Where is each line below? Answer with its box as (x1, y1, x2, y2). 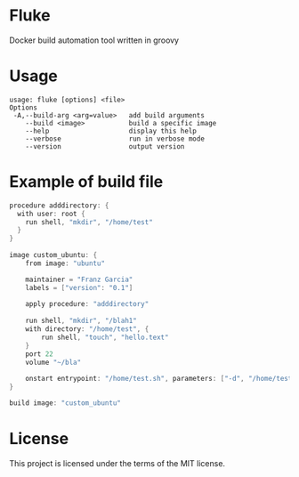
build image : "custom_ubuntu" (9, 399, 122, 408)
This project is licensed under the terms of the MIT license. (9, 457, 225, 468)
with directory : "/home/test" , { (25, 325, 149, 334)
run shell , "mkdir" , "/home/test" (25, 217, 153, 227)
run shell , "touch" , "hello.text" (41, 333, 169, 342)
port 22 (25, 349, 53, 359)
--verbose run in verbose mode (25, 134, 205, 143)
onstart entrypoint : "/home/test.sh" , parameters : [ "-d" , (25, 375, 245, 384)
